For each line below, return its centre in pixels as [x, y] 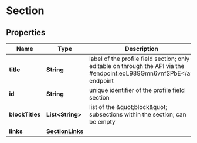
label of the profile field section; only [139, 59]
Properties [26, 33]
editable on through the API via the [137, 66]
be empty [102, 122]
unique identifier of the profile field [137, 90]
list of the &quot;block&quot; [128, 107]
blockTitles [25, 114]
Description [142, 49]
